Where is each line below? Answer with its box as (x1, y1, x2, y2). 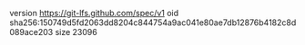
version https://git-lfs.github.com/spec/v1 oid (9, 8, 179, 18)
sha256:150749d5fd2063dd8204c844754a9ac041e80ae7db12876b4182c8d (9, 17, 297, 28)
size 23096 (55, 27, 97, 37)
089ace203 (9, 27, 54, 37)
